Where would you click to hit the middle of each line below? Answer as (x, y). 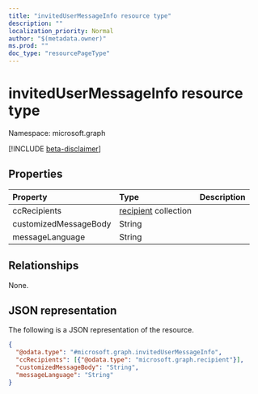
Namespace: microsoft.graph (57, 133)
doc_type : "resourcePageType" (59, 53)
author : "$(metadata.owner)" (57, 38)
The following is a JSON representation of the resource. (101, 330)
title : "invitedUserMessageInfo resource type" (90, 16)
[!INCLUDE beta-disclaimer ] (55, 148)
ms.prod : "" (28, 46)
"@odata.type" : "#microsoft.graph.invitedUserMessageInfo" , (119, 353)
